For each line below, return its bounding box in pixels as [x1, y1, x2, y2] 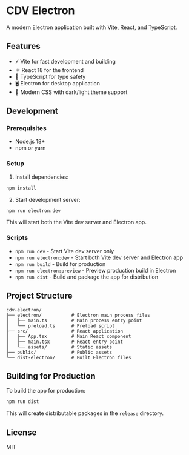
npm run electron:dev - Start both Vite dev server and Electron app [15, 254, 184, 261]
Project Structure [6, 291, 73, 301]
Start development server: [15, 196, 81, 203]
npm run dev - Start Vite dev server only [15, 247, 114, 254]
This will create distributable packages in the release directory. [6, 410, 164, 417]
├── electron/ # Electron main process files [6, 312, 150, 318]
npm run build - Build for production [15, 260, 106, 267]
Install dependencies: [15, 173, 69, 181]
